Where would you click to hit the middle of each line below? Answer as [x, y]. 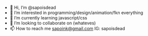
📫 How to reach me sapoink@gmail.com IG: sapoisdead [67, 28]
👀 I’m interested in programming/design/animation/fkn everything [76, 13]
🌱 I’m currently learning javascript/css [49, 18]
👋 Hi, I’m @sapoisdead [33, 8]
